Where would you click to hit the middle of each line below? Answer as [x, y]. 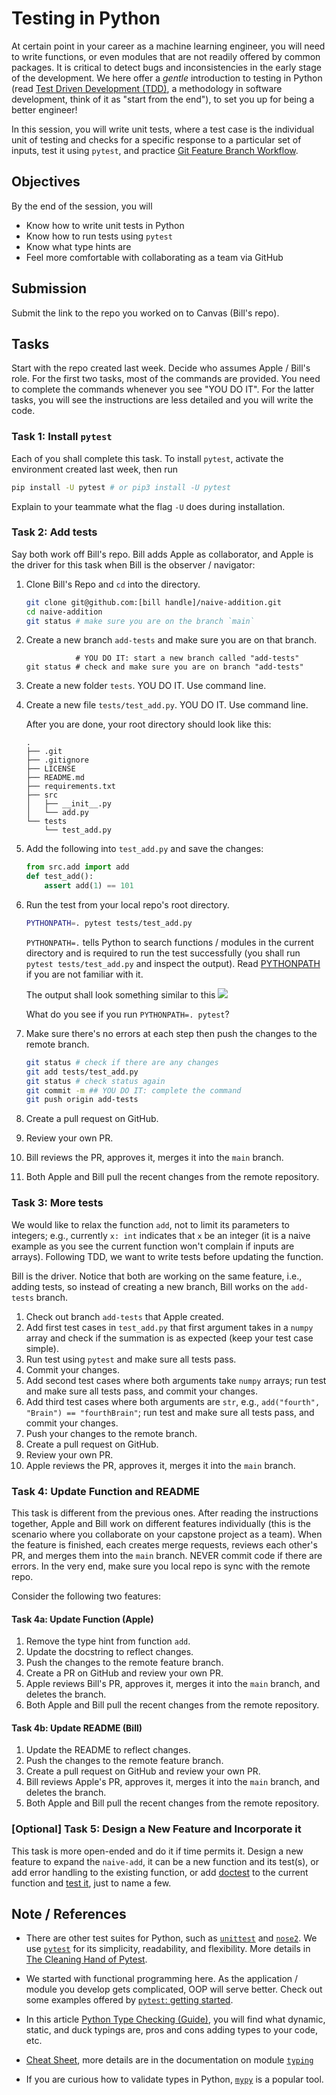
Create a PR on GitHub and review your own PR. [124, 1673]
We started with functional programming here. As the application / [162, 1979]
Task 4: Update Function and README [106, 1491]
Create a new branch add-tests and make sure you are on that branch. [171, 640]
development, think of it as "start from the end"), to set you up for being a [163, 99]
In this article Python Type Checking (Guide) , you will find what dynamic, [175, 2019]
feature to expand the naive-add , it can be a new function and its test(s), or [165, 1861]
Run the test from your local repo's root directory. [127, 905]
